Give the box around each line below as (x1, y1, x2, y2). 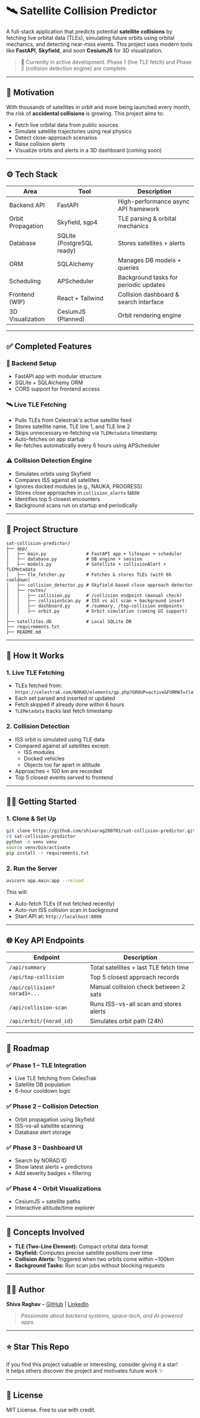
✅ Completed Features (6, 341, 92, 351)
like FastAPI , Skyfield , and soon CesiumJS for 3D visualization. (6, 46, 163, 54)
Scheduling (9, 277, 41, 285)
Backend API (9, 201, 45, 209)
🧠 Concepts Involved (6, 1227, 85, 1237)
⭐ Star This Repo (6, 1342, 70, 1352)
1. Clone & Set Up (6, 814, 57, 822)
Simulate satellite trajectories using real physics (14, 127, 132, 135)
